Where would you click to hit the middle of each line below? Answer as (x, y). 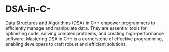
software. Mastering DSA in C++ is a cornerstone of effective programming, (84, 39)
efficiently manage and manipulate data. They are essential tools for (76, 28)
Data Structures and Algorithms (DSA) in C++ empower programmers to (80, 23)
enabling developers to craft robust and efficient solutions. (66, 44)
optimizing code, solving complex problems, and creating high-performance (85, 33)
